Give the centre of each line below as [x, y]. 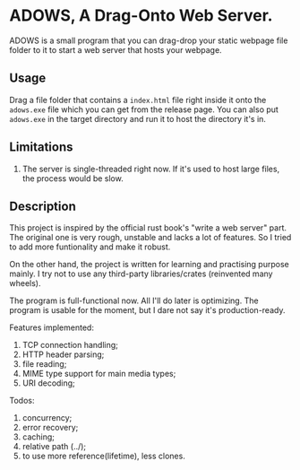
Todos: [22, 401]
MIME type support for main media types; [99, 374]
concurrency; [47, 418]
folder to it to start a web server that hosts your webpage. [116, 49]
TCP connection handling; [70, 345]
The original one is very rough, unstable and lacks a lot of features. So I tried [150, 238]
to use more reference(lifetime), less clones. [103, 456]
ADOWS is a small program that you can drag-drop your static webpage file [149, 40]
